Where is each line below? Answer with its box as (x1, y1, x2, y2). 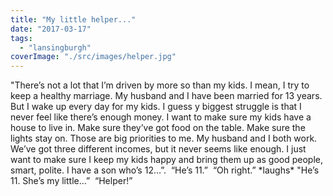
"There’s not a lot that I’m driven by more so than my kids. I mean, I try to (10, 79, 310, 91)
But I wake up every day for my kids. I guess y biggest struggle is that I (10, 101, 302, 113)
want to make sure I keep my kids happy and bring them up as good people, (10, 154, 324, 166)
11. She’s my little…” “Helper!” (10, 175, 133, 187)
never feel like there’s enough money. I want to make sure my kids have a (10, 111, 312, 123)
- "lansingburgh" (19, 42, 92, 53)
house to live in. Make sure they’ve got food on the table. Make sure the (10, 122, 306, 134)
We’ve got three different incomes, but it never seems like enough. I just (10, 143, 307, 155)
